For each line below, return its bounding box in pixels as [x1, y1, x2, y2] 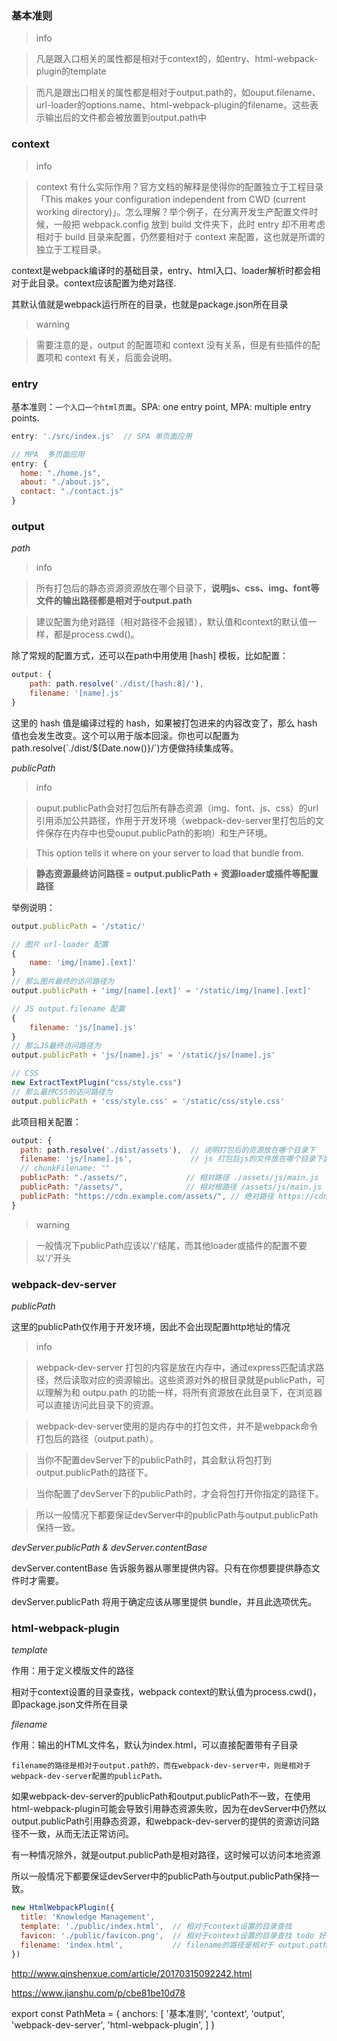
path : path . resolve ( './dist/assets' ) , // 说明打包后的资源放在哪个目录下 [20, 1145, 316, 1155]
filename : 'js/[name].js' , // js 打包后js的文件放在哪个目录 [20, 1154, 316, 1164]
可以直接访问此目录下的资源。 [35, 1398, 159, 1411]
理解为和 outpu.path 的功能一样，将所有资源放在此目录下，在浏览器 [44, 1386, 323, 1398]
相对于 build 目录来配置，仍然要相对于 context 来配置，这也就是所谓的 [35, 230, 326, 242]
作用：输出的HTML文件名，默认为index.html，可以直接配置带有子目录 [11, 1739, 299, 1751]
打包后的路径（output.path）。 [35, 1432, 159, 1444]
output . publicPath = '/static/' [11, 921, 146, 931]
